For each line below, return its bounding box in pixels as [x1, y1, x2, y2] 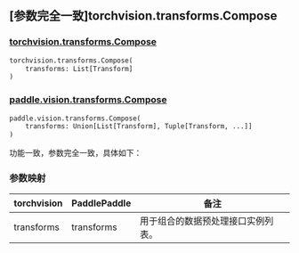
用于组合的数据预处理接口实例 [139, 215, 265, 227]
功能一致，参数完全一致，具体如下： [9, 148, 142, 159]
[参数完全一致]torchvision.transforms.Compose [9, 8, 278, 24]
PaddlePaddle [70, 197, 132, 209]
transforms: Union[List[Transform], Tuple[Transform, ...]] [25, 122, 253, 131]
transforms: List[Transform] [25, 64, 133, 73]
